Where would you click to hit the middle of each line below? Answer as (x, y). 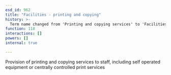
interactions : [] (24, 33)
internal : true (21, 43)
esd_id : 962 (18, 10)
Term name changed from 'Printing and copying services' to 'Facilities (89, 24)
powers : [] (17, 39)
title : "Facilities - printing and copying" (53, 15)
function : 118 (20, 29)
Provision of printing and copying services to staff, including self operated (83, 62)
